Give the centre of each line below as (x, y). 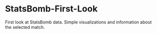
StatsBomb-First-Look (51, 9)
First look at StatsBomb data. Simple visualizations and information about (78, 22)
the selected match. (25, 27)
